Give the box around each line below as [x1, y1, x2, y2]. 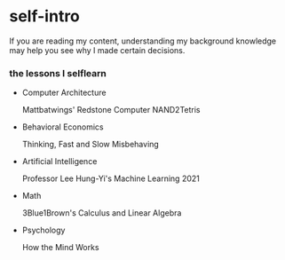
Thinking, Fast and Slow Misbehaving [21, 139, 160, 150]
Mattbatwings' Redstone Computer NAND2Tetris [21, 105, 202, 115]
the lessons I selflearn [9, 67, 107, 79]
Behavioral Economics [21, 122, 104, 132]
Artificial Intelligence [21, 156, 98, 167]
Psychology [21, 225, 66, 236]
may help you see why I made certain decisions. [9, 44, 186, 55]
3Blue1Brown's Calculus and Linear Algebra [21, 208, 182, 218]
